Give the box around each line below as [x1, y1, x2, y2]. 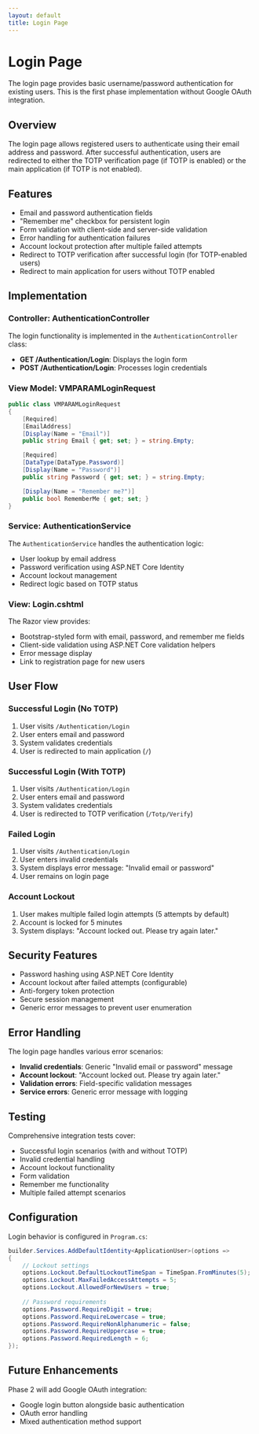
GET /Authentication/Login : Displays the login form [19, 354, 188, 364]
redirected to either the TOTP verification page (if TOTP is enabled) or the [8, 156, 246, 165]
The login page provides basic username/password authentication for [8, 79, 234, 88]
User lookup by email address [19, 554, 116, 563]
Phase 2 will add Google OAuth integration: [8, 1384, 148, 1394]
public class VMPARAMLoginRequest [8, 401, 122, 409]
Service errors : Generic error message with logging [19, 1088, 188, 1097]
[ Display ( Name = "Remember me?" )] [22, 487, 135, 495]
